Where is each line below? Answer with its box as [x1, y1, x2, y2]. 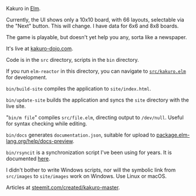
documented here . [6, 155, 51, 162]
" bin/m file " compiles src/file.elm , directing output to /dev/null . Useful [6, 114, 184, 121]
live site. [6, 103, 26, 110]
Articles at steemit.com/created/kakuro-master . [6, 184, 120, 191]
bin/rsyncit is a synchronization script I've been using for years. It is [6, 149, 172, 156]
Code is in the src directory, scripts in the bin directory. [6, 57, 139, 63]
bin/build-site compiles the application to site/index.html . [6, 85, 152, 92]
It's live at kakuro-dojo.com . [6, 45, 73, 52]
